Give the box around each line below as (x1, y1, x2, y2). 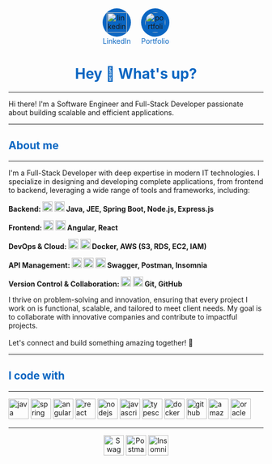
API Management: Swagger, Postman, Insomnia (8, 260, 208, 270)
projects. (8, 320, 38, 330)
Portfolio (141, 37, 170, 45)
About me (8, 139, 59, 153)
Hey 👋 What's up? (74, 65, 198, 84)
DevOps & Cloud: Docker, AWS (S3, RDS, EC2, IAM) (8, 241, 207, 251)
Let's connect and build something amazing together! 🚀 (8, 337, 193, 347)
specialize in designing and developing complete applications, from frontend (8, 176, 264, 186)
